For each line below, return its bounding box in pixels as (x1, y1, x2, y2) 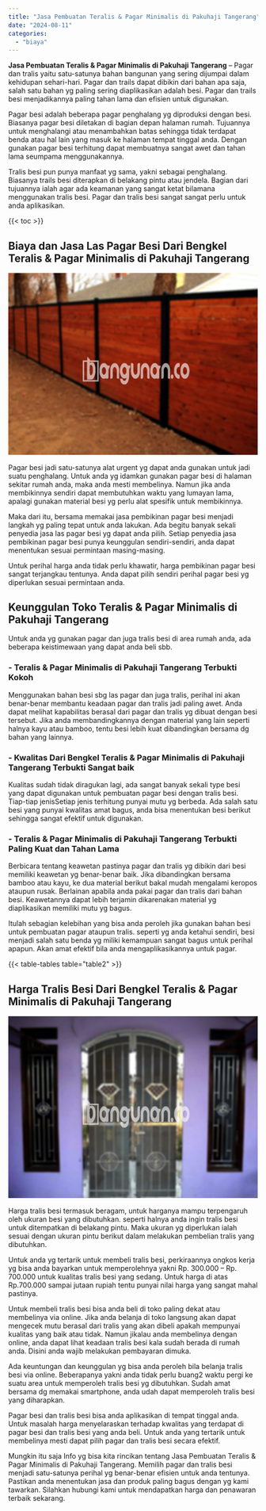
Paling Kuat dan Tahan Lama (8, 843, 120, 854)
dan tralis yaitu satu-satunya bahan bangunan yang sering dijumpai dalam (8, 69, 249, 78)
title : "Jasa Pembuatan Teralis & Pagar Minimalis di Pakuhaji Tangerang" (8, 13, 260, 21)
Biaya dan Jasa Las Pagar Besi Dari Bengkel (8, 239, 227, 253)
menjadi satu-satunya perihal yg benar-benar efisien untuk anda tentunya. (8, 1467, 250, 1478)
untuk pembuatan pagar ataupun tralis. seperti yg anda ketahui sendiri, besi (8, 928, 255, 937)
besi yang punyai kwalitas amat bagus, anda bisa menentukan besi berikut (8, 805, 251, 814)
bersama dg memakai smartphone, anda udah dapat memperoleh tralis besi (8, 1387, 255, 1396)
